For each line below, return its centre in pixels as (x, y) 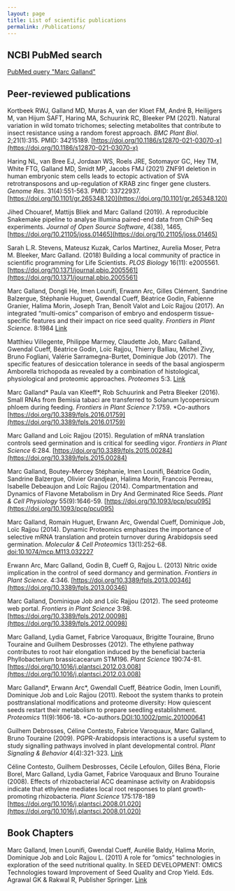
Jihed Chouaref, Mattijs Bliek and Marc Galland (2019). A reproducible (108, 212)
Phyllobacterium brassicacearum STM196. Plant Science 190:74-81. (105, 659)
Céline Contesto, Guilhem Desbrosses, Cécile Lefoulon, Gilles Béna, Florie (114, 767)
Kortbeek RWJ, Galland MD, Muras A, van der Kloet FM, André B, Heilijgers (115, 110)
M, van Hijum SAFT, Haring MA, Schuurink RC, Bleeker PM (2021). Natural (114, 118)
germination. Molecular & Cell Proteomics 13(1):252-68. (87, 544)
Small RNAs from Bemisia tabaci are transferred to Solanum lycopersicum (113, 400)
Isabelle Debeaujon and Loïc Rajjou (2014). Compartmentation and (103, 486)
